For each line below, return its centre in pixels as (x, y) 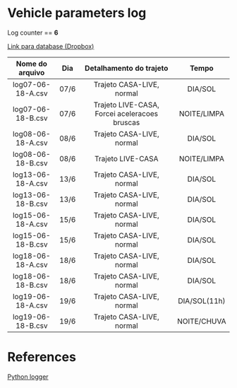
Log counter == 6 (33, 33)
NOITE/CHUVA (202, 321)
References (42, 357)
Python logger (28, 377)
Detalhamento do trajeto (126, 68)
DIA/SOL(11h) (202, 300)
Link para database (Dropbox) (51, 46)
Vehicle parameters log (77, 13)
